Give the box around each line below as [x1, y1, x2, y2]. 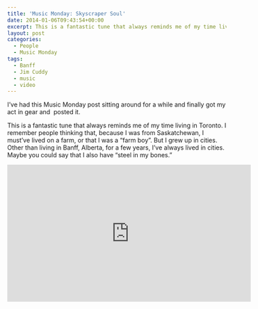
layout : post [7, 29, 45, 37]
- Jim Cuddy [13, 68, 49, 75]
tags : [7, 56, 23, 63]
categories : [7, 36, 42, 43]
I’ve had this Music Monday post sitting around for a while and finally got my [7, 100, 226, 109]
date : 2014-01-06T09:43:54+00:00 [7, 17, 104, 24]
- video [13, 81, 36, 88]
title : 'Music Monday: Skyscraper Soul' [7, 10, 127, 17]
